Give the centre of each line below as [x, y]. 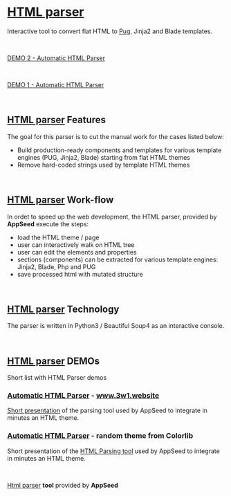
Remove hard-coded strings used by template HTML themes [103, 165]
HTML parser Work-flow [61, 200]
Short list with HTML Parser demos [57, 378]
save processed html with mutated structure [80, 274]
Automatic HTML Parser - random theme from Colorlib [100, 436]
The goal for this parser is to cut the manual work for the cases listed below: [116, 136]
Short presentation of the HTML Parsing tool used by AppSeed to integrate [113, 451]
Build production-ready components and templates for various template [119, 150]
